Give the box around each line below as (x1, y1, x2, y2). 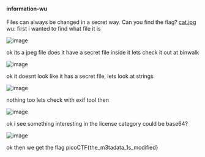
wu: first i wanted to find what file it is (6, 25, 101, 33)
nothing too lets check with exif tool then (6, 96, 109, 104)
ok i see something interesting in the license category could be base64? (6, 120, 188, 128)
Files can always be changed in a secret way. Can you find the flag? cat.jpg (6, 18, 196, 26)
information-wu (6, 5, 48, 12)
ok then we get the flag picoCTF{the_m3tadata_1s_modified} (6, 144, 158, 151)
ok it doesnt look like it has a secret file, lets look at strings (6, 72, 154, 80)
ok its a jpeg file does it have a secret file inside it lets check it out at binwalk (6, 49, 199, 56)
